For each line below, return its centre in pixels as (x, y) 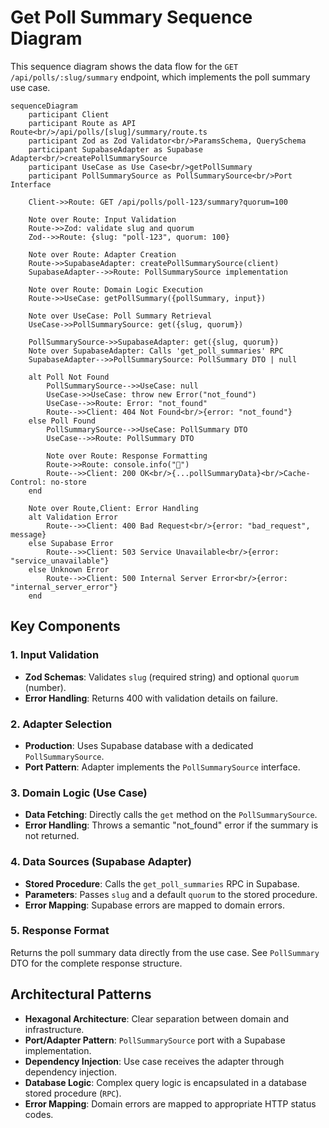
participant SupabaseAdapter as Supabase (115, 149)
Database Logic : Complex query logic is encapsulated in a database (165, 1082)
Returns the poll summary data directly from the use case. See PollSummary (165, 952)
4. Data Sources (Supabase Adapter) (101, 862)
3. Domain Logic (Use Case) (79, 793)
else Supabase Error (71, 543)
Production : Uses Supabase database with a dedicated (139, 745)
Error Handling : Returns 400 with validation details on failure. (151, 698)
